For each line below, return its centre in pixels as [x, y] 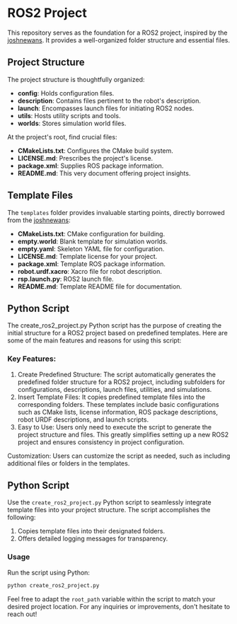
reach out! [22, 614]
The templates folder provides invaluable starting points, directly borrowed [116, 212]
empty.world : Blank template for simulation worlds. [93, 241]
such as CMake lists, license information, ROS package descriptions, [117, 412]
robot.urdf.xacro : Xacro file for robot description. [90, 271]
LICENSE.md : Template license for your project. [87, 256]
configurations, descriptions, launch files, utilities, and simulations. [115, 389]
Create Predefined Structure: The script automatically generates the [116, 374]
